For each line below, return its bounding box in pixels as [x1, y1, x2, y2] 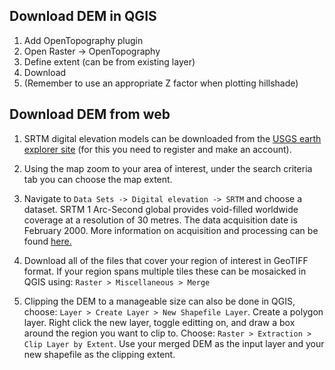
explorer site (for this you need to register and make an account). [23, 143, 292, 155]
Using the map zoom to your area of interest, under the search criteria [23, 162, 313, 174]
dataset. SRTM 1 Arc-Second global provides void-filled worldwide [23, 203, 299, 215]
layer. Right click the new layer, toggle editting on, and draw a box [23, 316, 296, 328]
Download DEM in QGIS [9, 8, 157, 25]
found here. [23, 235, 72, 247]
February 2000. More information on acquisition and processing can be [23, 224, 319, 236]
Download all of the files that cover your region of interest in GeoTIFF [23, 254, 309, 266]
